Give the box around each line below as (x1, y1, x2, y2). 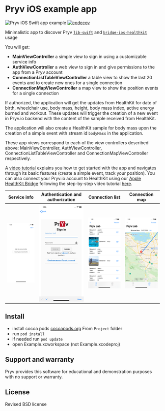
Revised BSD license (5, 401, 47, 407)
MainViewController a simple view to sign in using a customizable (12, 53, 147, 60)
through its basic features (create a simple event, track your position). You (5, 170, 155, 176)
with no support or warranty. (5, 374, 63, 379)
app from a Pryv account (12, 69, 63, 75)
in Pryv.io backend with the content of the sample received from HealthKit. (5, 115, 156, 121)
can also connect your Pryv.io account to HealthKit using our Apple (5, 175, 141, 181)
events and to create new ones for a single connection (12, 80, 123, 86)
